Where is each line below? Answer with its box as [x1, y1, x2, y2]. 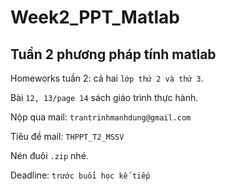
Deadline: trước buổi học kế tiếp [10, 169, 151, 181]
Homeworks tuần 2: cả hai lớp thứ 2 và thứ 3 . [10, 72, 204, 84]
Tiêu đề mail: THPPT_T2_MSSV [10, 131, 125, 142]
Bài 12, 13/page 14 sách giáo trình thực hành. [10, 92, 199, 103]
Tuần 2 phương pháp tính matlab [10, 46, 217, 63]
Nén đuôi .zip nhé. [10, 150, 89, 161]
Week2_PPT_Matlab [10, 6, 180, 29]
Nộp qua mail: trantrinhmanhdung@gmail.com [10, 111, 192, 123]
